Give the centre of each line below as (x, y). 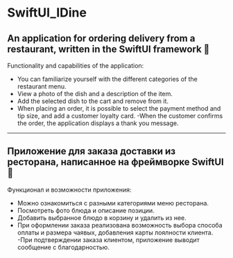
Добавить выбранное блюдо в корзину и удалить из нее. (102, 218)
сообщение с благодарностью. (63, 247)
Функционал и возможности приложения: (69, 190)
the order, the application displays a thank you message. (98, 123)
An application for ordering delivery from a (101, 38)
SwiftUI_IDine (47, 13)
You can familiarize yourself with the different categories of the (107, 79)
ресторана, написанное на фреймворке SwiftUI (115, 162)
